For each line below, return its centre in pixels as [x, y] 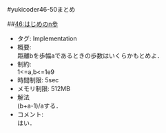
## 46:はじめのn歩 [33, 24]
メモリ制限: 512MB [44, 88]
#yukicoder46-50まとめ [41, 9]
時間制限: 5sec [38, 80]
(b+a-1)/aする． [39, 106]
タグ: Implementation [47, 38]
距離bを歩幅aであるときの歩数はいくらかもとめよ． [90, 56]
